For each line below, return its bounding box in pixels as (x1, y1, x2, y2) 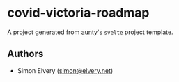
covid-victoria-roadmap (7, 5, 150, 21)
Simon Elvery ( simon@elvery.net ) (17, 66, 114, 74)
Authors (7, 48, 44, 60)
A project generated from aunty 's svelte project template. (7, 28, 173, 36)
